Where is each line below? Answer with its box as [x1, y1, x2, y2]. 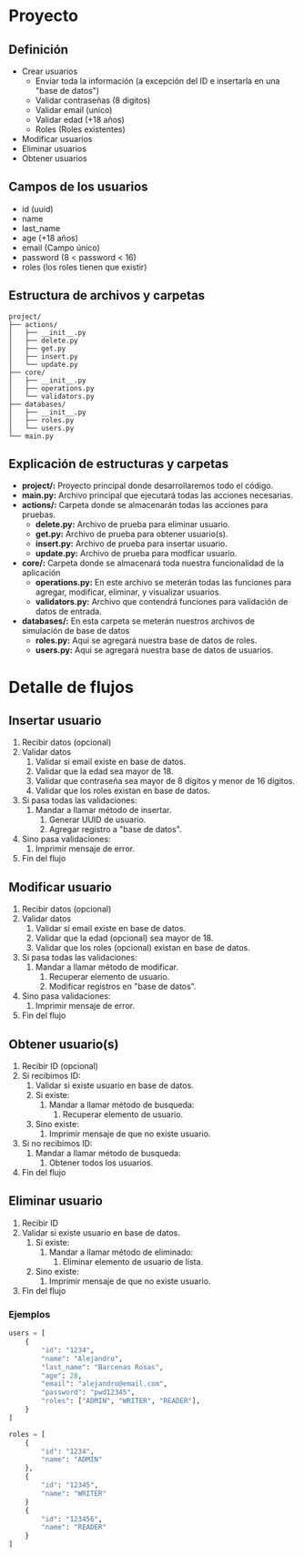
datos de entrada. [35, 606, 102, 617]
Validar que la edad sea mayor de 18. [35, 766, 174, 777]
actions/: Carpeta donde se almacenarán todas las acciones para [21, 500, 269, 511]
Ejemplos [8, 1308, 51, 1320]
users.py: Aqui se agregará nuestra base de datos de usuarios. [35, 645, 274, 656]
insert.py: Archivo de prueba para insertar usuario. [35, 538, 228, 549]
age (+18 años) [21, 232, 79, 243]
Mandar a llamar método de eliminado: [48, 1247, 194, 1257]
